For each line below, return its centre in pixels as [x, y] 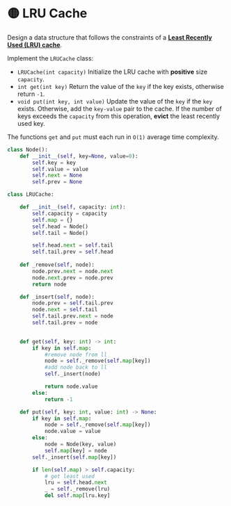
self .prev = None [57, 182]
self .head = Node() [61, 227]
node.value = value [72, 432]
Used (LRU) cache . [35, 44]
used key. [31, 123]
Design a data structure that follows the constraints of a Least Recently [110, 37]
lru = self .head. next [76, 483]
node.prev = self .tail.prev [73, 303]
